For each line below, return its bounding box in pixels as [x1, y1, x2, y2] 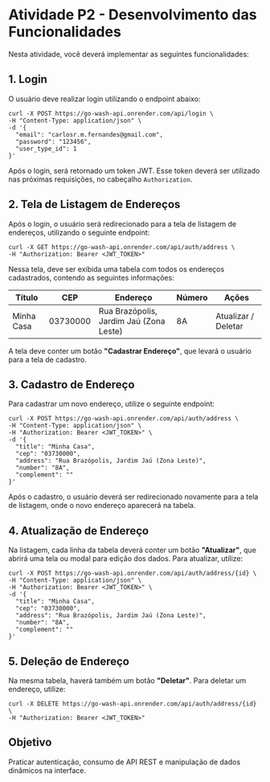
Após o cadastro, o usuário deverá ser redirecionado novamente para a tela [8, 492, 259, 502]
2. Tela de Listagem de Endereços [8, 198, 181, 211]
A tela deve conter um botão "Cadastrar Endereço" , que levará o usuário [8, 346, 252, 355]
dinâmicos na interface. [8, 765, 87, 775]
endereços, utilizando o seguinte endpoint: [8, 227, 150, 237]
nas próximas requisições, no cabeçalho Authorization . [8, 174, 193, 184]
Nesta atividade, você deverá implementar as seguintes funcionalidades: [8, 49, 249, 59]
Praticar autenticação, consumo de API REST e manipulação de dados [8, 757, 241, 767]
